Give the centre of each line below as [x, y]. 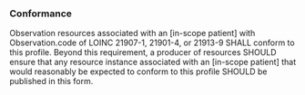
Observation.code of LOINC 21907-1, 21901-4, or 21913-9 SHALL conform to [152, 43]
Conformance [41, 14]
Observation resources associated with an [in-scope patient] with [132, 33]
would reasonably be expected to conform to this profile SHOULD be [138, 71]
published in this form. [51, 81]
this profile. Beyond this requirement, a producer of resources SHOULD [143, 52]
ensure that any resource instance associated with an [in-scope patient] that [153, 62]
